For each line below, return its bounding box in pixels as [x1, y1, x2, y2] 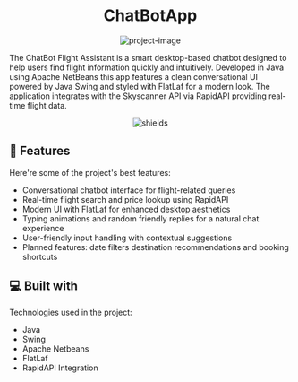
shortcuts [21, 251, 58, 262]
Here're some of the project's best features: [9, 167, 172, 178]
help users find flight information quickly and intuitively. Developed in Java [9, 62, 285, 73]
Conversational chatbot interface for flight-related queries [21, 185, 236, 195]
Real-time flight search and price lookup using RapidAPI [21, 194, 229, 204]
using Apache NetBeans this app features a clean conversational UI [9, 71, 258, 82]
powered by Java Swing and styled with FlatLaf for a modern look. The [9, 81, 270, 91]
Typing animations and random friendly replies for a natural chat [21, 213, 260, 224]
